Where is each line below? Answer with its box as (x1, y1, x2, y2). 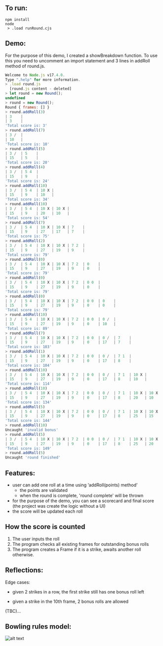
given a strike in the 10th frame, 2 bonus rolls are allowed (12, 598, 129, 604)
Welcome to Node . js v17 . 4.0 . (5, 72, 65, 77)
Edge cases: (5, 579, 31, 585)
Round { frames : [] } (5, 105, 50, 110)
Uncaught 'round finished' (5, 455, 61, 460)
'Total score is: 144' (5, 418, 52, 423)
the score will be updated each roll (12, 508, 83, 514)
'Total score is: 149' (5, 446, 52, 451)
